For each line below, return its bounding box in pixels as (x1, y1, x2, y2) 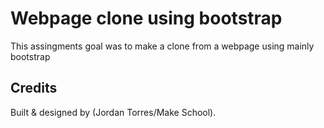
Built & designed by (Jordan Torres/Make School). (10, 106, 217, 118)
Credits (10, 80, 58, 97)
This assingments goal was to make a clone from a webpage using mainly (10, 40, 315, 52)
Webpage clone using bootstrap (10, 7, 283, 30)
